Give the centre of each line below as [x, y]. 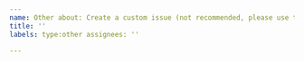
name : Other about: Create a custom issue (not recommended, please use [149, 17]
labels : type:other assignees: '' [75, 34]
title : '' [28, 26]
